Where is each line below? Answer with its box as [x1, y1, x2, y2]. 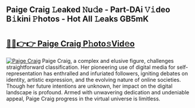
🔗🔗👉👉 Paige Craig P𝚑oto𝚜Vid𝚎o [6, 39, 135, 49]
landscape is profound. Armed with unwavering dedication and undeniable [6, 89, 190, 96]
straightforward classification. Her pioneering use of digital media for [6, 63, 176, 71]
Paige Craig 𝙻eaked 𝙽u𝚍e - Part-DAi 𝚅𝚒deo [6, 5, 171, 15]
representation [6, 70, 42, 77]
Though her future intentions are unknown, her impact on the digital [6, 82, 173, 90]
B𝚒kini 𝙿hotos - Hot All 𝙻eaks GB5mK [6, 14, 149, 24]
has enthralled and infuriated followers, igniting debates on [43, 70, 188, 77]
